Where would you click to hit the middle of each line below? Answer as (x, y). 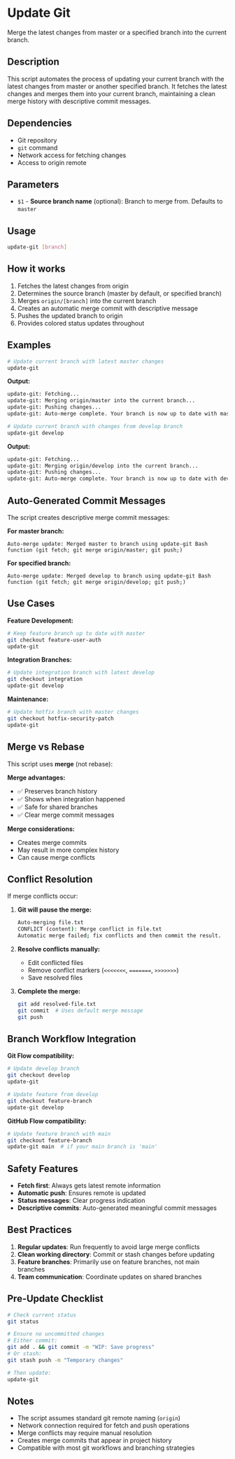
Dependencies (40, 123)
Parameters (33, 184)
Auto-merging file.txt (50, 923)
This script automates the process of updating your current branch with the (116, 79)
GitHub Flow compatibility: (47, 1121)
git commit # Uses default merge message (80, 1011)
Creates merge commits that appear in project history (94, 1441)
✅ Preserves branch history (57, 791)
